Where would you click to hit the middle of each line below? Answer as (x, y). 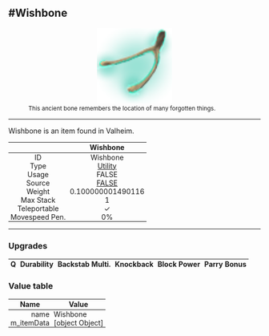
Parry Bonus (225, 265)
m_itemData (30, 322)
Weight (38, 191)
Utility (107, 166)
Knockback (134, 265)
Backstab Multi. (84, 265)
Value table (31, 285)
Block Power (179, 265)
